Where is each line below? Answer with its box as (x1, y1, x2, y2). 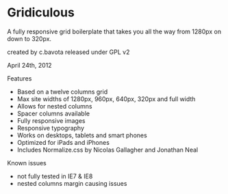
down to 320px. (7, 34, 52, 42)
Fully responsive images (16, 116, 86, 124)
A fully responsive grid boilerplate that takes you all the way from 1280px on (7, 27, 221, 36)
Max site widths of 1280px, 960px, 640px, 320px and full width (16, 94, 196, 103)
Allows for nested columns (16, 102, 92, 110)
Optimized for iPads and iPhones (16, 138, 110, 146)
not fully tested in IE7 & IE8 (16, 172, 93, 180)
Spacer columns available (16, 109, 90, 117)
